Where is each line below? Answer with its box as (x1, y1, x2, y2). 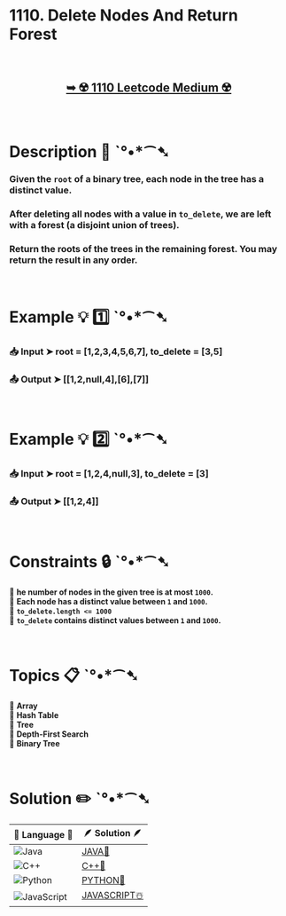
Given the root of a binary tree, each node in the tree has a (9, 173, 265, 186)
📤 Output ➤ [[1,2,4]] (9, 495, 99, 508)
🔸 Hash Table (9, 710, 59, 721)
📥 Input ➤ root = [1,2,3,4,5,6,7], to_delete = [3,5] (9, 345, 223, 358)
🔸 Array (9, 700, 38, 711)
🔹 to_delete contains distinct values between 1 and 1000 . (9, 615, 221, 626)
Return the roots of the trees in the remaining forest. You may (9, 243, 278, 256)
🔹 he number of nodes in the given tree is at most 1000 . (9, 587, 214, 597)
